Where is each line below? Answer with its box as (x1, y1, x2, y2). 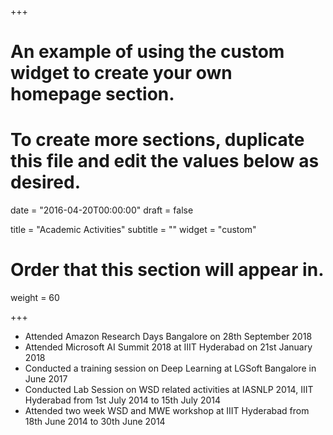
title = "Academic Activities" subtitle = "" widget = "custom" (10, 224, 257, 236)
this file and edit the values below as (10, 150, 320, 173)
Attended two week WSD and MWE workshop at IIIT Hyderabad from (24, 405, 310, 417)
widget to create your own (10, 62, 233, 85)
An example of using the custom (10, 41, 285, 63)
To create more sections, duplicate (10, 129, 305, 151)
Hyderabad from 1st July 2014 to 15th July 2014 (24, 394, 222, 406)
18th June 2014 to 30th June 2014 (24, 416, 166, 428)
